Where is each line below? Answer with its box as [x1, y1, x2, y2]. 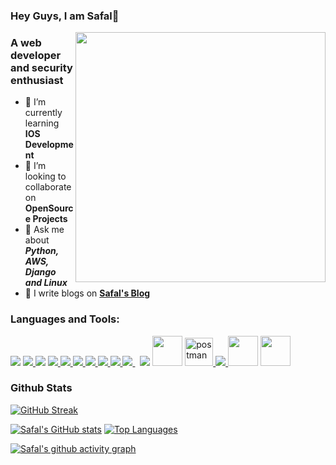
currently [24, 107, 63, 119]
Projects [32, 213, 68, 225]
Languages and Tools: [10, 312, 120, 326]
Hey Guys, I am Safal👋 [10, 9, 120, 23]
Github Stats [10, 381, 73, 395]
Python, [24, 245, 59, 257]
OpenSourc [24, 202, 74, 214]
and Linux [24, 277, 68, 289]
